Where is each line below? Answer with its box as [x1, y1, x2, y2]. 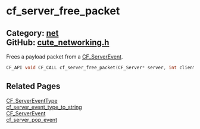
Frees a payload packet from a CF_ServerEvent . [6, 53, 123, 60]
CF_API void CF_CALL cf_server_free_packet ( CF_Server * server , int [6, 64, 177, 70]
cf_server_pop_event [6, 116, 58, 123]
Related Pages [6, 81, 61, 91]
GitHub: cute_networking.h [6, 37, 110, 47]
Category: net [6, 28, 59, 38]
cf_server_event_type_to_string [6, 103, 82, 110]
